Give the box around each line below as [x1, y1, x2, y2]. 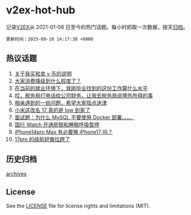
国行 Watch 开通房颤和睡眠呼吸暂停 [14, 121, 100, 128]
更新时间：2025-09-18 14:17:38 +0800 [6, 36, 93, 42]
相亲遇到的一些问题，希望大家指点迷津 [14, 99, 107, 106]
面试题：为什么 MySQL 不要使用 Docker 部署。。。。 [14, 114, 136, 121]
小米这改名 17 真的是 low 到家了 [14, 106, 91, 114]
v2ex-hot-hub [6, 3, 76, 17]
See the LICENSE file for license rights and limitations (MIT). [6, 202, 151, 210]
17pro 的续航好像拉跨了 [14, 135, 70, 143]
